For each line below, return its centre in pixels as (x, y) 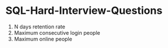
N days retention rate (40, 27)
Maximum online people (43, 39)
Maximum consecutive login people (57, 32)
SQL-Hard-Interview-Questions (84, 11)
